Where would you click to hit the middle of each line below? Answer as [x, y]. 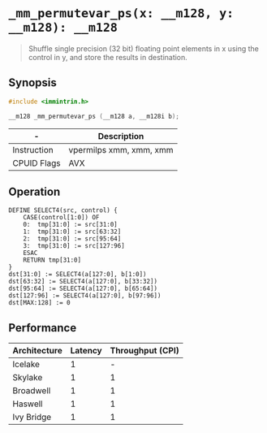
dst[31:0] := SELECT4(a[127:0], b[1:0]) [78, 275]
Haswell [28, 404]
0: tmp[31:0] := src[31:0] [70, 225]
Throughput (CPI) [145, 351]
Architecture [37, 351]
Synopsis [32, 83]
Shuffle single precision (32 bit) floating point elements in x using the [144, 48]
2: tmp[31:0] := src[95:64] [72, 239]
